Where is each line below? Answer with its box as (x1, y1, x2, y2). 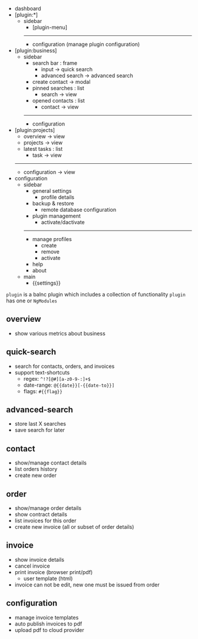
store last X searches (14, 420, 67, 427)
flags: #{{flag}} (23, 387, 63, 394)
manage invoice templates (14, 614, 79, 621)
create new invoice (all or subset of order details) (14, 523, 134, 531)
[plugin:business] (14, 47, 57, 54)
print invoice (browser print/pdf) (14, 568, 93, 575)
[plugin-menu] (32, 24, 68, 31)
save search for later (14, 427, 65, 434)
